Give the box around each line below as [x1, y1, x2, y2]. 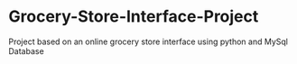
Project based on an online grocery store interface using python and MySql [8, 36, 288, 47]
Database [8, 45, 44, 56]
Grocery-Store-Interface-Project [8, 6, 259, 27]
